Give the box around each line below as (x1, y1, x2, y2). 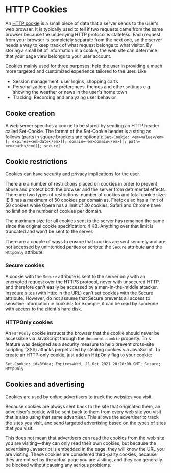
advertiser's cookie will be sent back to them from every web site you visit (5, 409, 162, 415)
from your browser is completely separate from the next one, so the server (5, 37, 162, 43)
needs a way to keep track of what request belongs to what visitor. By (5, 42, 152, 48)
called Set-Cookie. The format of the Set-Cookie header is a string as (5, 128, 152, 134)
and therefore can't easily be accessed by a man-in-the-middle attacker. (5, 284, 158, 290)
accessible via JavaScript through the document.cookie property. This (5, 335, 151, 342)
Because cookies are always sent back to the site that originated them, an (5, 403, 161, 409)
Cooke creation (5, 109, 55, 118)
